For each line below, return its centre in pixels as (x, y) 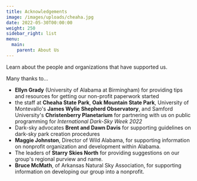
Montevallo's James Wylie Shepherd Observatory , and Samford (94, 109)
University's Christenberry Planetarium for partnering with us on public (103, 115)
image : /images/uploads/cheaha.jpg (50, 17)
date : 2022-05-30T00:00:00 (39, 22)
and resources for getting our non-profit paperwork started (87, 96)
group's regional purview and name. (59, 159)
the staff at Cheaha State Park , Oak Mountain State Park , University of (102, 102)
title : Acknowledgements (37, 12)
